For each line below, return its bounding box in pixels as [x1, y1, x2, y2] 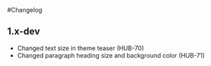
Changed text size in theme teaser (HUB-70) [17, 44, 145, 52]
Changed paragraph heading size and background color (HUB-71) [17, 51, 205, 59]
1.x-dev [7, 25, 40, 37]
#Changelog [7, 6, 43, 14]
